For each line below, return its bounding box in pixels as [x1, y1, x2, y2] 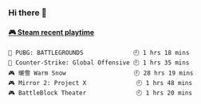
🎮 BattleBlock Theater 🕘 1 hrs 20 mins [8, 89, 193, 98]
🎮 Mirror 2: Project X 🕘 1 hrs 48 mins [8, 79, 193, 87]
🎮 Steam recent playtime [8, 27, 95, 37]
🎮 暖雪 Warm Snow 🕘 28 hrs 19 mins [8, 69, 194, 78]
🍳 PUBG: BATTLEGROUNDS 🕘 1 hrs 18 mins [8, 49, 190, 57]
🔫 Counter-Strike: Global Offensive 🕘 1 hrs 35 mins [8, 59, 190, 67]
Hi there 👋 [8, 7, 48, 18]
